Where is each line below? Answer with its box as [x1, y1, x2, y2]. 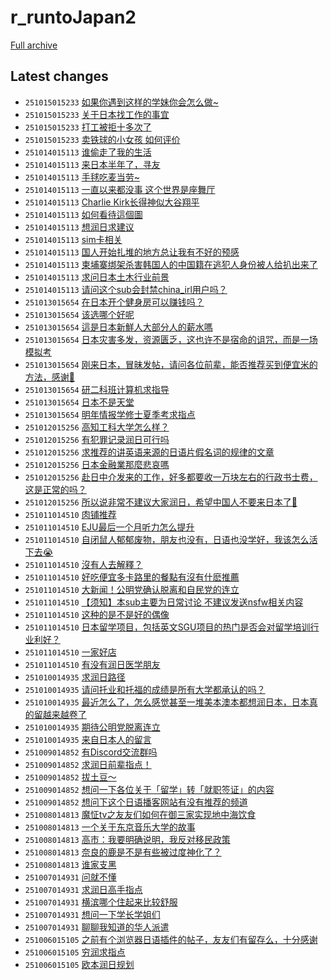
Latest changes [10, 68, 109, 85]
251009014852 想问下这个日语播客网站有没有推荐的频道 [24, 796, 248, 808]
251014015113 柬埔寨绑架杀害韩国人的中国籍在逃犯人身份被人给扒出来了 [24, 258, 318, 270]
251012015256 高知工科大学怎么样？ [24, 421, 170, 433]
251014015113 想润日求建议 [24, 221, 135, 233]
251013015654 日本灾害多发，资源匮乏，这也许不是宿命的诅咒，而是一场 [24, 333, 318, 345]
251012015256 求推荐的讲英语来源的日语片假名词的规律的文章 [24, 446, 275, 458]
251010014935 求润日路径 [24, 671, 126, 683]
